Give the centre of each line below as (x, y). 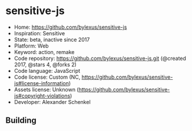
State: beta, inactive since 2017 (52, 39)
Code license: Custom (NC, (47, 77)
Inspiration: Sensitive (39, 33)
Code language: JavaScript (47, 70)
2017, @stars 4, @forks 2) (45, 64)
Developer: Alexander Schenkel (52, 102)
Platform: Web (31, 46)
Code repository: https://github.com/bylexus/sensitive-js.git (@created (100, 58)
